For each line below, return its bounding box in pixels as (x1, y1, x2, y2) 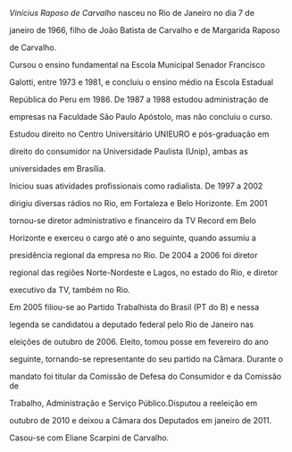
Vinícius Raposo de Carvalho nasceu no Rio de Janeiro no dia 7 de (9, 8, 254, 18)
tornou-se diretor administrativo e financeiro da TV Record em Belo (9, 215, 256, 226)
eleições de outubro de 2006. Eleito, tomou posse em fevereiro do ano (9, 337, 270, 347)
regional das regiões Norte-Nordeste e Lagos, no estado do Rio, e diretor (9, 267, 279, 278)
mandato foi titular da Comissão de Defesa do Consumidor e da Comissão (9, 371, 282, 381)
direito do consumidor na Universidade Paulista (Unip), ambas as (9, 146, 248, 156)
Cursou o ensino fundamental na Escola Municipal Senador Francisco (9, 60, 265, 70)
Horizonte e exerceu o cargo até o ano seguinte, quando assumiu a (9, 232, 256, 243)
